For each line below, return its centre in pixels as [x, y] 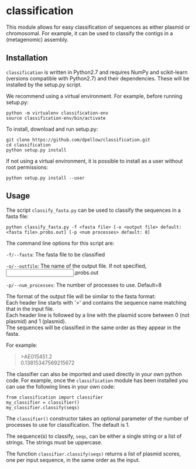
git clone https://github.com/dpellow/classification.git [78, 140]
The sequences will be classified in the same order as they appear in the [93, 328]
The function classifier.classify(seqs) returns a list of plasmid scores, [94, 454]
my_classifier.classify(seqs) [43, 407]
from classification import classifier [55, 397]
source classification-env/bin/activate [56, 118]
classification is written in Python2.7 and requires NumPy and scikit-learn [97, 72]
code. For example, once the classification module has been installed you [97, 380]
